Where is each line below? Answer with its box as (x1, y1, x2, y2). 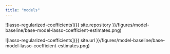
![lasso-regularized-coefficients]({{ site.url (5, 37, 95, 43)
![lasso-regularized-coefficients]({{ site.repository (5, 22, 111, 28)
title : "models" (5, 7, 40, 13)
